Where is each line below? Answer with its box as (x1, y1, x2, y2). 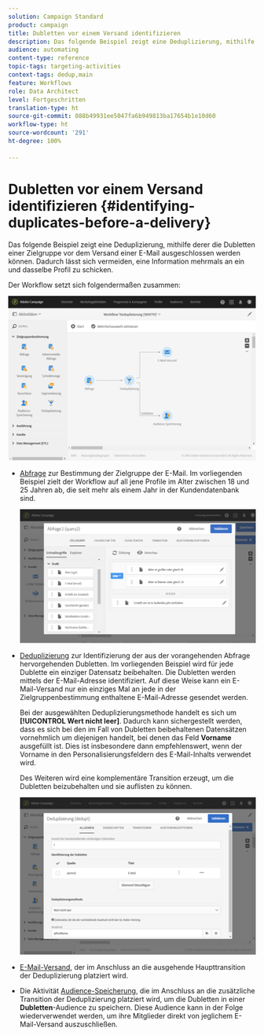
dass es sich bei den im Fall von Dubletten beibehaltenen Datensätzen (19, 724, 247, 734)
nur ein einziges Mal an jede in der (64, 684, 177, 694)
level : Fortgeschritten (8, 95, 86, 104)
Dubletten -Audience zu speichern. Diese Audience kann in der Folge (19, 1003, 244, 1012)
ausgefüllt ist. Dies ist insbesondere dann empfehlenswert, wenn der (19, 741, 242, 750)
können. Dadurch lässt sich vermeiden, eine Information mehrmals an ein (8, 256, 245, 266)
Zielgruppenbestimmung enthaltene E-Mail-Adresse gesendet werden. (19, 692, 249, 702)
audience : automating (8, 46, 79, 54)
